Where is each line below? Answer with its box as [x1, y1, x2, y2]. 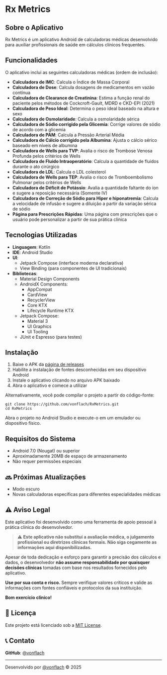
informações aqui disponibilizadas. [17, 544, 92, 550]
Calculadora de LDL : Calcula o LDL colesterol [12, 169, 106, 175]
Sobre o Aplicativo [5, 23, 64, 32]
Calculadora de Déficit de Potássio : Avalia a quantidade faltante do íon [12, 185, 159, 191]
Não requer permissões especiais [12, 459, 82, 465]
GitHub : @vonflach [5, 650, 45, 656]
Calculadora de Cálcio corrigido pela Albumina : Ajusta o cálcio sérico [12, 137, 158, 143]
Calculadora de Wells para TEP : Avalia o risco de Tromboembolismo [12, 174, 153, 180]
